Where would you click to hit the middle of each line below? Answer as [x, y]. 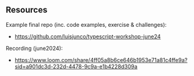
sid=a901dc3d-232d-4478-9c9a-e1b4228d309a [76, 66]
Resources [27, 10]
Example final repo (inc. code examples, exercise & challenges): [86, 24]
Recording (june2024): [34, 48]
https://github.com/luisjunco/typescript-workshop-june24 [88, 36]
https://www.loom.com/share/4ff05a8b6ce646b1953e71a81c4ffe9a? [101, 60]
